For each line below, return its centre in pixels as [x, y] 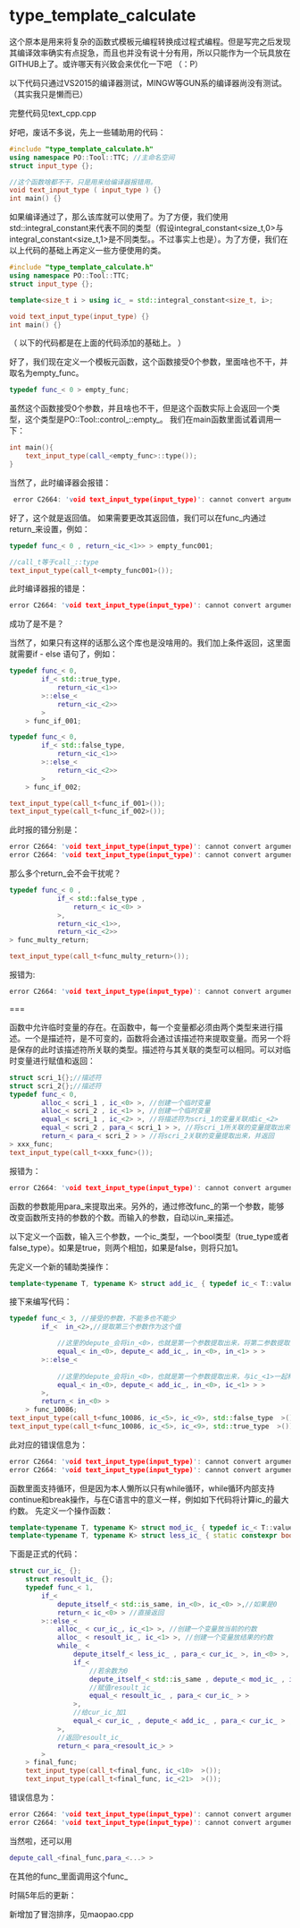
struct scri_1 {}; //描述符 [55, 1077]
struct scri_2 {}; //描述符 [55, 1086]
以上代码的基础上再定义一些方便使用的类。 [87, 251]
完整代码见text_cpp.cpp [53, 113]
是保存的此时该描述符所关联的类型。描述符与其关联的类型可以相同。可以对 [146, 1050]
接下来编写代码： [41, 1302]
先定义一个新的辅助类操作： [60, 1266]
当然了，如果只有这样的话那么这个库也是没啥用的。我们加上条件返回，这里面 [150, 643]
